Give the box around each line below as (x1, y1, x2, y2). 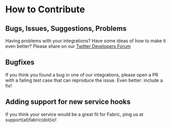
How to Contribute (5, 4, 85, 15)
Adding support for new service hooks (5, 98, 131, 106)
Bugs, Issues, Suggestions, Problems (5, 24, 127, 33)
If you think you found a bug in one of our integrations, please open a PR (5, 71, 159, 78)
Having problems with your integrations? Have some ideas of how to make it (5, 38, 166, 44)
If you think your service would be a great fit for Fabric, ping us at (5, 111, 144, 117)
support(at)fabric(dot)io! (5, 117, 57, 123)
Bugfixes (5, 58, 35, 67)
